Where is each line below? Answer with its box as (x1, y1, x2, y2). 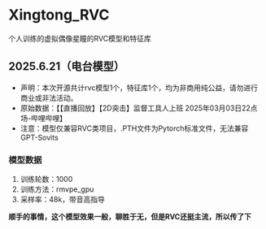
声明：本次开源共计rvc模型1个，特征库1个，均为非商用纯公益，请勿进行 (20, 83, 259, 93)
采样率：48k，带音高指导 (20, 195, 106, 205)
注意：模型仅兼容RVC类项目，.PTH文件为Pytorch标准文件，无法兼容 (20, 123, 249, 133)
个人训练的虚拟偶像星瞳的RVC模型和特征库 (8, 33, 152, 43)
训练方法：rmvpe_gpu (20, 184, 94, 194)
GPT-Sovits (20, 132, 59, 142)
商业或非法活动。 (20, 93, 78, 102)
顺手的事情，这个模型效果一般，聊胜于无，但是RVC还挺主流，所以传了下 (8, 212, 252, 222)
